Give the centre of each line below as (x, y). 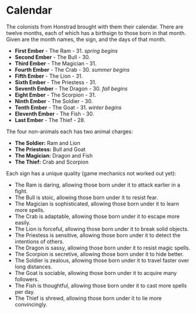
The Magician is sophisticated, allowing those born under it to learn (97, 204)
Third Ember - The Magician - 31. (55, 63)
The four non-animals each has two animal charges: (70, 132)
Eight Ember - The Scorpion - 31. (55, 95)
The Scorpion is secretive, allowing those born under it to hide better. (99, 254)
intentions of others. (39, 241)
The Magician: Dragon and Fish (54, 155)
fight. (21, 191)
